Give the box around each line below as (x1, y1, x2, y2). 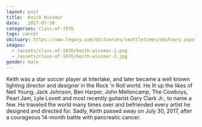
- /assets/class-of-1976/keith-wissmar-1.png (11, 48, 128, 54)
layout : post (6, 8, 39, 15)
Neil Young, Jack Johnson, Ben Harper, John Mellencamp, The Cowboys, (6, 88, 188, 95)
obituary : (6, 37, 31, 43)
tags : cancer (6, 31, 39, 37)
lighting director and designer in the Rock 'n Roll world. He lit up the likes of (6, 81, 193, 89)
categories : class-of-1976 (6, 25, 74, 32)
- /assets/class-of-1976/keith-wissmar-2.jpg (11, 53, 128, 59)
